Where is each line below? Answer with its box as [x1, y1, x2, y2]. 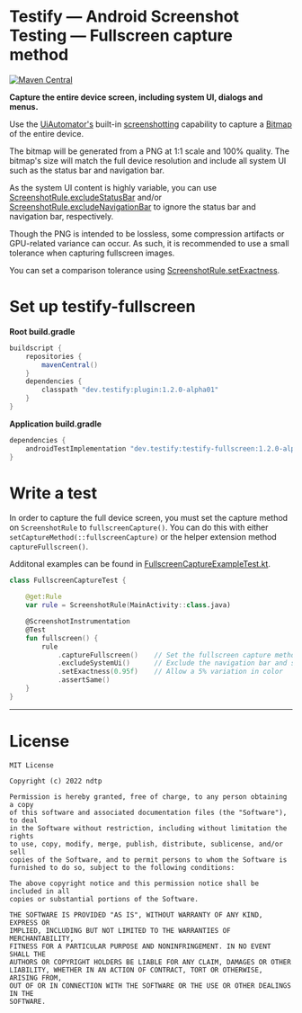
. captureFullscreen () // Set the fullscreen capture [57, 650, 271, 659]
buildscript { [9, 344, 63, 353]
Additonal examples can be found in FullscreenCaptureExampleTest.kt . [9, 559, 271, 569]
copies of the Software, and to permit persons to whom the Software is [9, 855, 288, 865]
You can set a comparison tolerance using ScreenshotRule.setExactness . [9, 264, 280, 275]
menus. [9, 101, 39, 112]
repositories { [25, 352, 83, 361]
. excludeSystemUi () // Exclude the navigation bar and [57, 659, 288, 668]
